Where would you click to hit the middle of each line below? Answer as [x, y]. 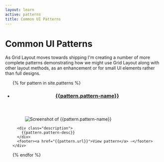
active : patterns [23, 14]
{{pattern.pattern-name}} [87, 96]
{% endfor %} [27, 155]
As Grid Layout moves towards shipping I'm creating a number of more [78, 57]
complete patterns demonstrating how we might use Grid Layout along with [82, 63]
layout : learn [20, 10]
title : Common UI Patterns [33, 19]
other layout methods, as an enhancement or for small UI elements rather [80, 68]
